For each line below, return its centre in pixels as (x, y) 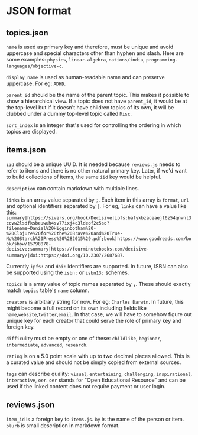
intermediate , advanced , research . (47, 345)
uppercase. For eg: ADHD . (36, 83)
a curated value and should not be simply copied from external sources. (94, 362)
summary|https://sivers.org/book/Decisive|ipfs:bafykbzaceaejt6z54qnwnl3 (99, 218)
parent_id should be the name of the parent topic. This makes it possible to (98, 95)
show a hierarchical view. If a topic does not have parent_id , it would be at (97, 101)
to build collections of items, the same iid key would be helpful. (84, 177)
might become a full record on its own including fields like (76, 308)
